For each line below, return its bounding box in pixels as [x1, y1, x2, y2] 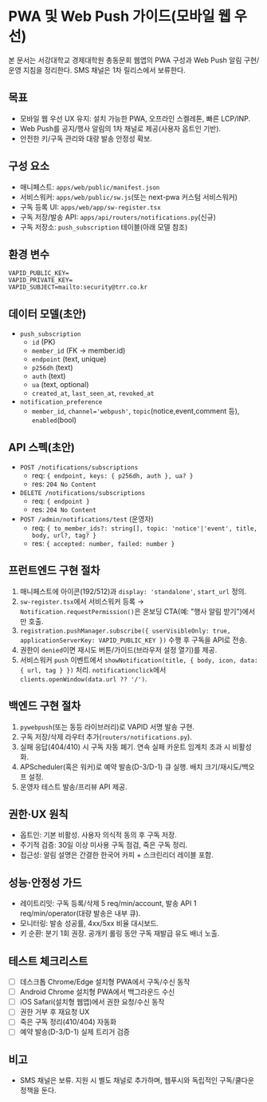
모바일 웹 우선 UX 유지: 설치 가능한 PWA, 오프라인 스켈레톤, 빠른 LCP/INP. [19, 114, 251, 123]
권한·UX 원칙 [8, 808, 69, 821]
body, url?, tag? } [31, 532, 97, 540]
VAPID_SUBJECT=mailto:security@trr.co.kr [8, 283, 148, 292]
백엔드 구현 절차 [8, 699, 81, 713]
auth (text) [31, 371, 66, 381]
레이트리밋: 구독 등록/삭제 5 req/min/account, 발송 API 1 [19, 899, 197, 908]
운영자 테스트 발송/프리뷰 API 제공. [19, 781, 128, 792]
